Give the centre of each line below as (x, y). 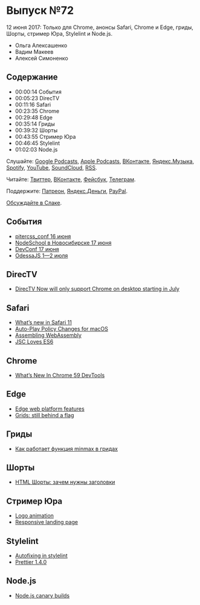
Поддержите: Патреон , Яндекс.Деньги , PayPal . (67, 191)
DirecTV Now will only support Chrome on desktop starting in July (97, 289)
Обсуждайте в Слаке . (34, 202)
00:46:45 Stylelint (37, 143)
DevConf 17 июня (37, 249)
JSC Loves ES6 (34, 342)
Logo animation (34, 516)
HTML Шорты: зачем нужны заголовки (65, 482)
